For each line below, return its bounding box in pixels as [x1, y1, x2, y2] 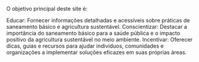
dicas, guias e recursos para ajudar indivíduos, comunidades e [6, 42, 164, 49]
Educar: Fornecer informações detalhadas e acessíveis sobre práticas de [6, 17, 190, 23]
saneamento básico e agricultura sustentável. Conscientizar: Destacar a [6, 23, 187, 30]
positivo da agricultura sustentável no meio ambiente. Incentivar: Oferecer [6, 36, 193, 43]
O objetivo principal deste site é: [6, 5, 88, 12]
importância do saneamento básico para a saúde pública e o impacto [6, 29, 181, 37]
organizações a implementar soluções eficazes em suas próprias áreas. [6, 49, 187, 56]
